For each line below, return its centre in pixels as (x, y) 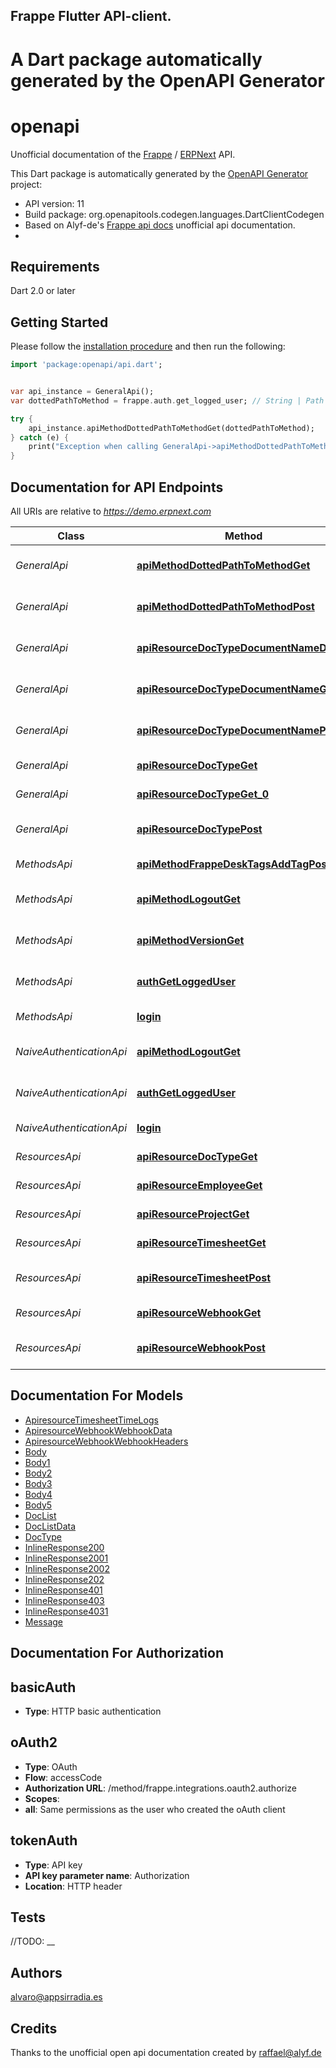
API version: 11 (54, 203)
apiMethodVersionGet (190, 940)
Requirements (55, 266)
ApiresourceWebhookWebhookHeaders (106, 1441)
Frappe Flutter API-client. (91, 16)
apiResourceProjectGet (193, 1214)
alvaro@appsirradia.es (56, 1997)
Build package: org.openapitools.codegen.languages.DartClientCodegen (174, 214)
